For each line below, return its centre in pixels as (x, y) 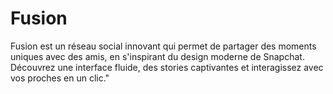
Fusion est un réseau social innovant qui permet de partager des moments (163, 46)
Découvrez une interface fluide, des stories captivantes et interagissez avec (167, 67)
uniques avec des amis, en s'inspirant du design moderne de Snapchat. (157, 56)
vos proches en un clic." (60, 78)
